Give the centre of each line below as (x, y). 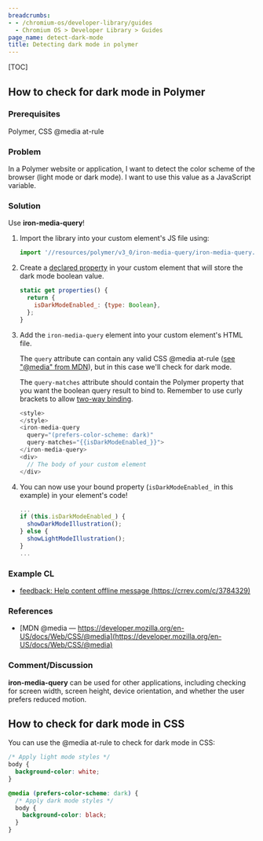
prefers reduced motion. (47, 699)
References (31, 610)
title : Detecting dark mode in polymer (73, 45)
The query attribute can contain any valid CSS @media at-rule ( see (127, 358)
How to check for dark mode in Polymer (107, 92)
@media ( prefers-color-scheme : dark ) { (73, 793)
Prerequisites (34, 114)
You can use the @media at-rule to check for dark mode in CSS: (112, 743)
